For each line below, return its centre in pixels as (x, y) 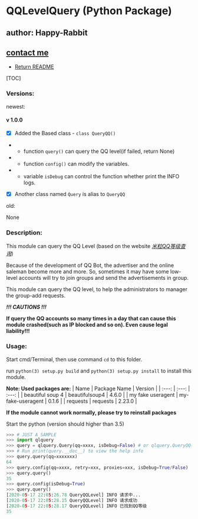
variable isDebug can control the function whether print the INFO (101, 176)
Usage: (17, 347)
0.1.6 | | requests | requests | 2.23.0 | (93, 401)
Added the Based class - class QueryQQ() (65, 133)
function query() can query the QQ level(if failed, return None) (99, 151)
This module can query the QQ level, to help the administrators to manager (97, 289)
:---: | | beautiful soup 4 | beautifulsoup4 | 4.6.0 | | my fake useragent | (92, 394)
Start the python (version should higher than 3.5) (65, 424)
